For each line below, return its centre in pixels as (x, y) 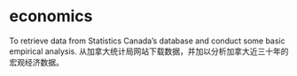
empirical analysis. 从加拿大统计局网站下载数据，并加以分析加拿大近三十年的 (149, 51)
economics (51, 16)
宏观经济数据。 (36, 62)
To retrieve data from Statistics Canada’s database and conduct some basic (147, 41)
